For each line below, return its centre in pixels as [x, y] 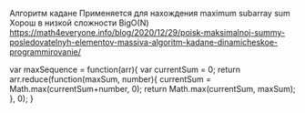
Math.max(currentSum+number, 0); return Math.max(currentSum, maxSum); [152, 89]
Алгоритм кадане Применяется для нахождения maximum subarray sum [150, 13]
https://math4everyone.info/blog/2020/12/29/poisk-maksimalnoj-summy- [147, 32]
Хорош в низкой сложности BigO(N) [79, 23]
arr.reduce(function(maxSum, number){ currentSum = [111, 79]
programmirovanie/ [46, 52]
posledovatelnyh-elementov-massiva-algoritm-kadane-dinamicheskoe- [144, 42]
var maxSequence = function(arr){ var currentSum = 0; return [125, 69]
